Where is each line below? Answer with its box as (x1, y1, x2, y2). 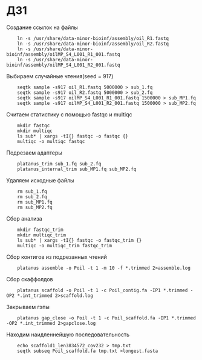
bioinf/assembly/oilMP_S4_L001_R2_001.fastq (6, 62, 120, 68)
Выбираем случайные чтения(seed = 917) (6, 72, 114, 79)
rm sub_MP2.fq (17, 204, 53, 210)
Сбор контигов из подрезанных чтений (6, 253, 108, 261)
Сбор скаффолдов (6, 275, 53, 282)
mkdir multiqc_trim (17, 232, 67, 238)
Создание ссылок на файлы (6, 24, 79, 31)
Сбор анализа (6, 215, 42, 222)
